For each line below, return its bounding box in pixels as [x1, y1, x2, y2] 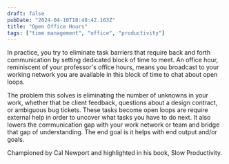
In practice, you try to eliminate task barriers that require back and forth [7, 48, 211, 57]
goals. [7, 136, 25, 144]
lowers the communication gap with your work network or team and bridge [7, 120, 220, 129]
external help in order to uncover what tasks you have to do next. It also [7, 113, 211, 122]
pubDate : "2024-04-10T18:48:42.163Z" [7, 17, 116, 24]
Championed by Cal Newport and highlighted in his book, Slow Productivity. [7, 149, 223, 157]
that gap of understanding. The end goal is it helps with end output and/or [7, 128, 217, 136]
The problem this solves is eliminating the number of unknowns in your [7, 91, 208, 100]
